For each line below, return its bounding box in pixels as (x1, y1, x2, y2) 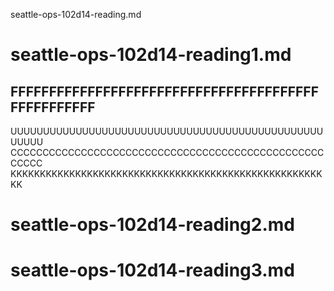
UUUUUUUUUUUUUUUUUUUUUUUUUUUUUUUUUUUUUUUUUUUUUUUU (10, 125, 324, 137)
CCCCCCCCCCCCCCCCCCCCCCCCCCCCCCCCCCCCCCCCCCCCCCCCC (10, 147, 325, 158)
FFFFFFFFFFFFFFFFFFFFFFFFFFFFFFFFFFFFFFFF (10, 83, 320, 100)
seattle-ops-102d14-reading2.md (10, 214, 295, 236)
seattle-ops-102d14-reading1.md (10, 44, 292, 66)
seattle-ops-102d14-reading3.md (10, 259, 295, 282)
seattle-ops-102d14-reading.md (10, 9, 142, 20)
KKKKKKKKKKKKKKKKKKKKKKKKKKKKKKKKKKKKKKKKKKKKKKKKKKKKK (10, 168, 323, 179)
